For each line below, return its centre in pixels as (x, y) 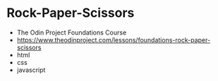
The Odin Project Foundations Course (72, 32)
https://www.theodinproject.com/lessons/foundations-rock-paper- (114, 39)
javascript (31, 70)
